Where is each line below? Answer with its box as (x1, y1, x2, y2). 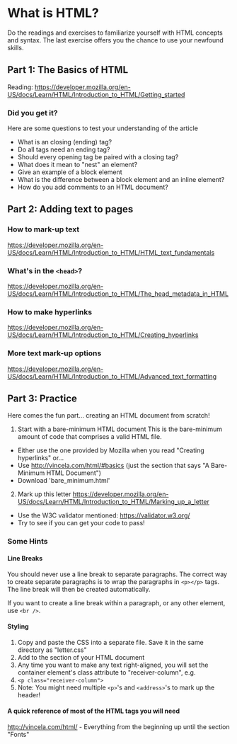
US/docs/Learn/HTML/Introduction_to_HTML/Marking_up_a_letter (17, 498, 210, 506)
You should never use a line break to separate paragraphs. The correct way (7, 570, 228, 578)
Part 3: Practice (7, 393, 78, 405)
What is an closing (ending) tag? (17, 138, 112, 147)
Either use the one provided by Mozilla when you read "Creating (17, 446, 204, 454)
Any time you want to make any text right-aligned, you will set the (17, 660, 209, 669)
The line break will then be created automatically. (7, 585, 151, 593)
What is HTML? (7, 5, 99, 21)
